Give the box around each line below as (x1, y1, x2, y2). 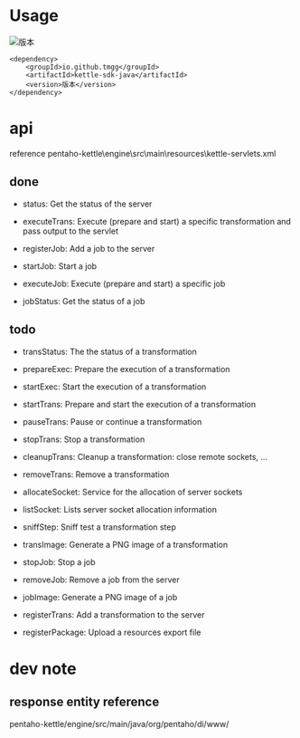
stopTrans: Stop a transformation (22, 434, 145, 445)
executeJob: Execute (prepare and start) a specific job (22, 278, 226, 289)
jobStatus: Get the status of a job (22, 295, 145, 306)
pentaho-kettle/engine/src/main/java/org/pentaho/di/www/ (9, 718, 230, 729)
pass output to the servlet (22, 225, 119, 236)
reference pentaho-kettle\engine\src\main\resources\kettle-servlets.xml (9, 148, 277, 158)
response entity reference (9, 695, 160, 710)
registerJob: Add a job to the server (22, 243, 155, 254)
